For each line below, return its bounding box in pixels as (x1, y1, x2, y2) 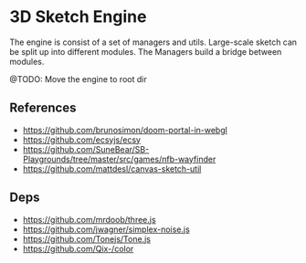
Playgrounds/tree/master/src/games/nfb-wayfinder (22, 153, 216, 164)
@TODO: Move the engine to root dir (9, 73, 148, 84)
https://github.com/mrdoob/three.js (22, 214, 157, 225)
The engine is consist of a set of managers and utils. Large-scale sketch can (9, 37, 298, 47)
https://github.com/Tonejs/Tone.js (22, 233, 151, 244)
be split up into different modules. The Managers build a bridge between (9, 46, 282, 57)
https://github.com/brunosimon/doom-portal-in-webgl (22, 124, 228, 135)
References (9, 100, 77, 116)
